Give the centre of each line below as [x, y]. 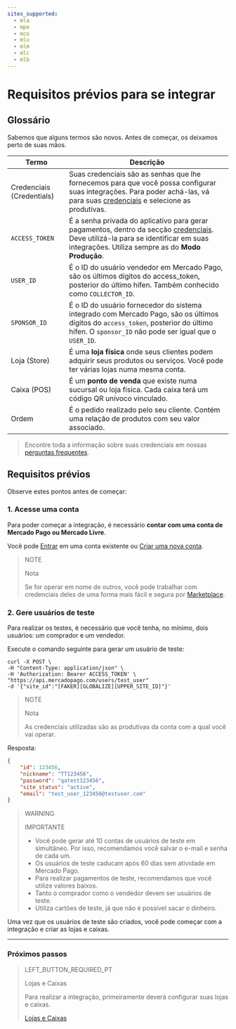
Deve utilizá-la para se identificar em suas [139, 238]
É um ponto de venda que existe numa [133, 381]
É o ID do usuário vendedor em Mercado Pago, [146, 267]
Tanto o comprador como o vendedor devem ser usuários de [123, 893]
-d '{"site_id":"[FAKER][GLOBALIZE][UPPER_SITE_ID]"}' [89, 687]
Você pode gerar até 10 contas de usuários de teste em [115, 841]
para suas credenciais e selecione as [130, 200]
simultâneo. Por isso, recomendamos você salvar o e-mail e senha [131, 848]
